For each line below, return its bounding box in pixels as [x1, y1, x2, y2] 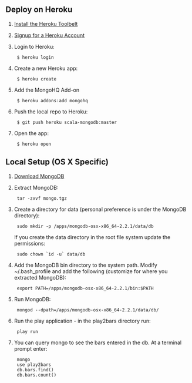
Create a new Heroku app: [14, 65, 78, 72]
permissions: [14, 240, 45, 247]
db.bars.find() [16, 367, 54, 372]
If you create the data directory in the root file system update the [14, 233, 171, 240]
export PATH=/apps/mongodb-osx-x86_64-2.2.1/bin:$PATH [16, 285, 154, 291]
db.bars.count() [16, 372, 57, 378]
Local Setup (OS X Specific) [5, 157, 109, 167]
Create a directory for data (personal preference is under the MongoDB [14, 206, 187, 213]
